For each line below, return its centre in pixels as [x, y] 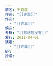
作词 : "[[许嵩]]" [21, 14]
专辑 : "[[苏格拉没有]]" [27, 33]
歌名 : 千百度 [16, 10]
